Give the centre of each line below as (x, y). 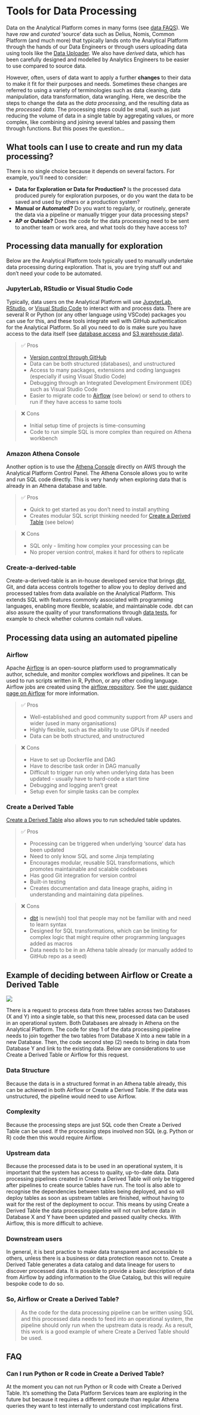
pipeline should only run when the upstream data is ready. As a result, (107, 1325)
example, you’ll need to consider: (47, 177)
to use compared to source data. (46, 66)
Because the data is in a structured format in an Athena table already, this (96, 1084)
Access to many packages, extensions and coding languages (105, 370)
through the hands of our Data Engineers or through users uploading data (97, 47)
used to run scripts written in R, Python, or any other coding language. (93, 681)
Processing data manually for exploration (84, 246)
